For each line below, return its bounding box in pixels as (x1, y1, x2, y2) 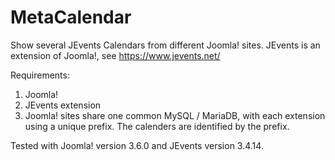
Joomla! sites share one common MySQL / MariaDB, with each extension (24, 109, 326, 121)
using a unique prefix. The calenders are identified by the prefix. (24, 120, 290, 132)
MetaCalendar (10, 6, 132, 29)
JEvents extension (24, 99, 102, 111)
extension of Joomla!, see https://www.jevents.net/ (10, 49, 221, 61)
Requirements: (10, 69, 70, 81)
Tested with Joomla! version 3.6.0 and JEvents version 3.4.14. (10, 139, 264, 151)
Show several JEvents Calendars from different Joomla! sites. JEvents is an (10, 39, 321, 51)
